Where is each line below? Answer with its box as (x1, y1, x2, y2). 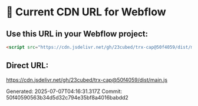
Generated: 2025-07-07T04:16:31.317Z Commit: (6, 88, 123, 95)
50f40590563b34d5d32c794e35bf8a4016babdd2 (6, 94, 128, 101)
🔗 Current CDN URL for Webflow (6, 5, 166, 19)
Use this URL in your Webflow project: (6, 29, 148, 39)
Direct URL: (6, 61, 49, 71)
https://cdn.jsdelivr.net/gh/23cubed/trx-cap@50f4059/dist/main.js (6, 76, 168, 83)
